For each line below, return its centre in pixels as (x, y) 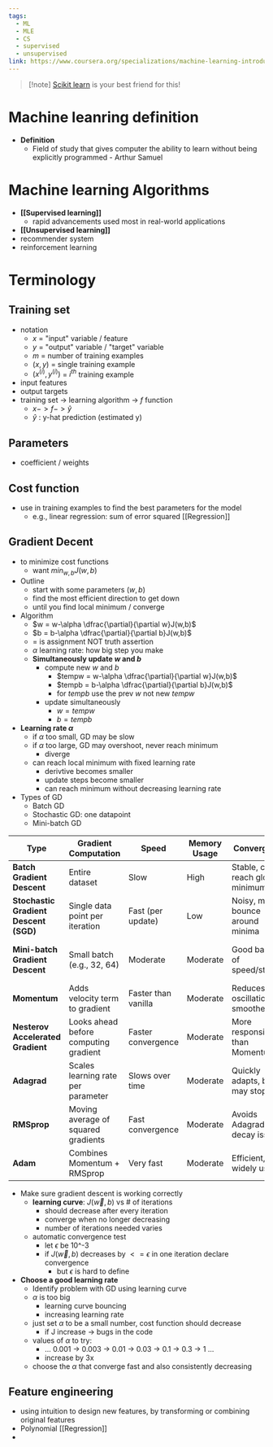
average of (89, 1119)
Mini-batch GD (57, 823)
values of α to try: (62, 1340)
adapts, (245, 1081)
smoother (250, 1008)
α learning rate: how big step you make (98, 650)
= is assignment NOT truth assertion (93, 641)
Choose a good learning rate (69, 1279)
